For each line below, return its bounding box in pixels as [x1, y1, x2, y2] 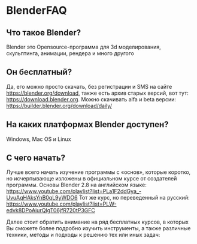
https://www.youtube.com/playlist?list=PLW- [6, 200, 117, 207]
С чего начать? [6, 153, 66, 163]
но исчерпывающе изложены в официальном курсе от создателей [6, 175, 177, 182]
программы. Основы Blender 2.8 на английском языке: [6, 181, 147, 189]
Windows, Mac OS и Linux [6, 135, 71, 143]
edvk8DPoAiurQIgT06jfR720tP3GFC [6, 207, 96, 214]
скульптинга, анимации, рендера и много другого [6, 50, 135, 57]
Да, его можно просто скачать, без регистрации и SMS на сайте [6, 83, 172, 90]
